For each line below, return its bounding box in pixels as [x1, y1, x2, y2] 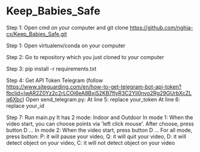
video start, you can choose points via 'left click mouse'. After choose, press [6, 120, 194, 127]
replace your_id [6, 102, 45, 109]
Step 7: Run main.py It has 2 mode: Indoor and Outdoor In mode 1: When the [6, 114, 193, 121]
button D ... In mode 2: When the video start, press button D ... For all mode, [6, 126, 193, 133]
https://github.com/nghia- [129, 24, 193, 31]
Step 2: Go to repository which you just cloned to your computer [6, 53, 164, 60]
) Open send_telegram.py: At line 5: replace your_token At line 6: [22, 96, 180, 103]
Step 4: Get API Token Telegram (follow [6, 77, 103, 84]
